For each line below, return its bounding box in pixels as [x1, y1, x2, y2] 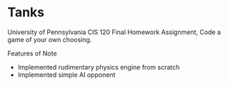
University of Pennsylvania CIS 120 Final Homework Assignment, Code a [7, 28, 222, 36]
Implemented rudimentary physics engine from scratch [17, 63, 180, 71]
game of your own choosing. [7, 35, 92, 43]
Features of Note [7, 49, 57, 58]
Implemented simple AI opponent [17, 70, 116, 79]
